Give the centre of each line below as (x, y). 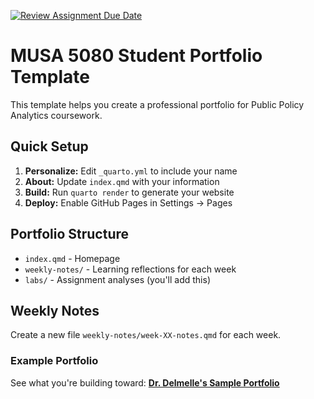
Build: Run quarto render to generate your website (129, 192)
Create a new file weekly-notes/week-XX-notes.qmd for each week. (146, 335)
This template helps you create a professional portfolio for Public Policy (157, 104)
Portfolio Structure (70, 234)
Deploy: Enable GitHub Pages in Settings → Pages (128, 202)
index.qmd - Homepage (72, 258)
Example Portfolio (54, 361)
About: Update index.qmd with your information (122, 181)
